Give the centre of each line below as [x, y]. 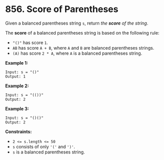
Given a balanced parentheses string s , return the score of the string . [77, 23]
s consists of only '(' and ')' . [44, 146]
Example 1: [17, 63]
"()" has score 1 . [30, 42]
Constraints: [19, 131]
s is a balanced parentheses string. [49, 152]
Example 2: [17, 86]
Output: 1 [16, 76]
